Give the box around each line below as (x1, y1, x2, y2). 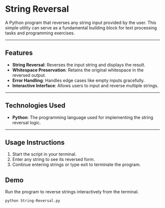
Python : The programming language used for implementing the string (12, 114, 154, 120)
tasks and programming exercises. (5, 30, 75, 36)
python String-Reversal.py (5, 198, 60, 204)
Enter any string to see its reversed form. (12, 157, 95, 162)
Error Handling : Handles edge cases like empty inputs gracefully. (12, 77, 145, 83)
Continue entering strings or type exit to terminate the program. (12, 162, 141, 167)
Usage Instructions (5, 138, 65, 146)
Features (5, 49, 33, 57)
